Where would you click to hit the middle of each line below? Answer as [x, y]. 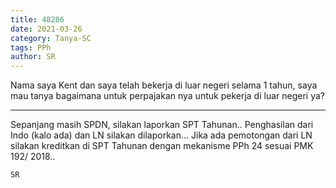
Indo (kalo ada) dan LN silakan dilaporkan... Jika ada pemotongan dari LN [161, 135]
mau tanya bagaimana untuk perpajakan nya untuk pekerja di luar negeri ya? [167, 96]
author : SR [33, 57]
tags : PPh [31, 47]
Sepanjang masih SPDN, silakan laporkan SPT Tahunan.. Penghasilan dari [162, 125]
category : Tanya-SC [51, 38]
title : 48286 [37, 19]
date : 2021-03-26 [46, 29]
